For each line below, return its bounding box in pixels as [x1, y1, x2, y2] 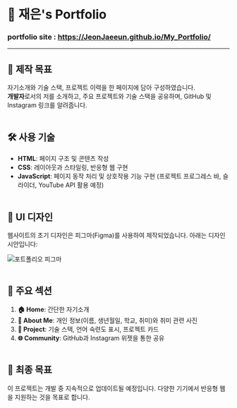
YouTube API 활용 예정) [38, 181, 104, 189]
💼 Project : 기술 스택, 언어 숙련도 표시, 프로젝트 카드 [17, 325, 159, 333]
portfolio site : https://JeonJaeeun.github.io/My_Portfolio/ [7, 32, 212, 42]
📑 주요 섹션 [7, 285, 53, 297]
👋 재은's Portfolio [7, 6, 107, 23]
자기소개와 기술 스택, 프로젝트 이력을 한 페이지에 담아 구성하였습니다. [7, 83, 195, 92]
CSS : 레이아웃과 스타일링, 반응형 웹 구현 [17, 163, 128, 172]
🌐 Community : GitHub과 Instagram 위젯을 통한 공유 [17, 333, 165, 342]
